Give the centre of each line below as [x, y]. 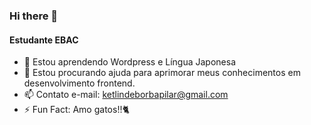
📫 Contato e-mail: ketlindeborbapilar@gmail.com [126, 95]
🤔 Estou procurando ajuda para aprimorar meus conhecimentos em [162, 73]
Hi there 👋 [34, 16]
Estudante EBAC [44, 40]
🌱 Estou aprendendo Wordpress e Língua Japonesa [130, 62]
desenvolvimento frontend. [79, 83]
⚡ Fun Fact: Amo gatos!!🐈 [76, 110]
